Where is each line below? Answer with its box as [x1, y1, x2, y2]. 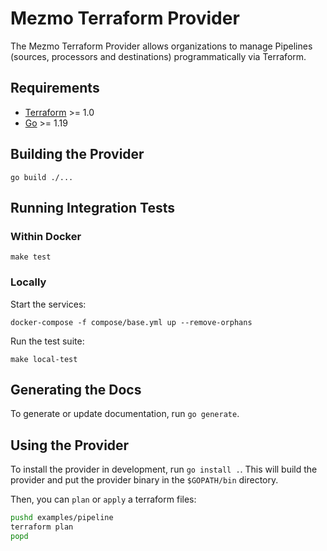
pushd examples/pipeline [10, 513, 114, 523]
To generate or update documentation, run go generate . [10, 408, 240, 420]
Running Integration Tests [10, 199, 175, 216]
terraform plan [10, 522, 74, 532]
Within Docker [10, 229, 82, 243]
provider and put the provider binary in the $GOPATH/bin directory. [10, 474, 279, 486]
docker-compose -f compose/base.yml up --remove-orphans [10, 317, 253, 327]
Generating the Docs [10, 381, 142, 398]
